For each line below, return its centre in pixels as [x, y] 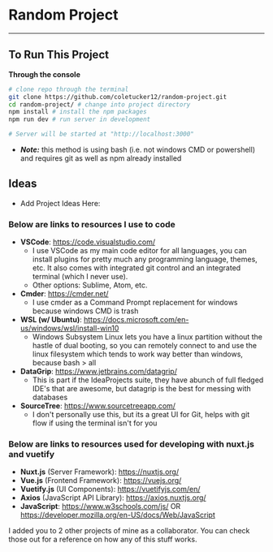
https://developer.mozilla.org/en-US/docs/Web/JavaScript [117, 515]
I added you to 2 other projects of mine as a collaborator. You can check [129, 531]
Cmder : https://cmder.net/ [64, 294]
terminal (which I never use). [80, 277]
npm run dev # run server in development [80, 119]
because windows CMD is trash [85, 311]
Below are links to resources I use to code [92, 224]
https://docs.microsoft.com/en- [136, 320]
